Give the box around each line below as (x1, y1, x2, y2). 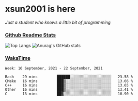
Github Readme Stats (5, 32, 56, 38)
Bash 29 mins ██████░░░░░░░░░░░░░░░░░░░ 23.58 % (5, 74, 133, 79)
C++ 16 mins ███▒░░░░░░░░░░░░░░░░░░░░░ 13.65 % (5, 83, 133, 88)
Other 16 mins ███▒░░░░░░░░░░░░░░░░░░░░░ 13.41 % (5, 87, 133, 92)
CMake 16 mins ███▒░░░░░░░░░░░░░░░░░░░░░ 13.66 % (5, 79, 133, 84)
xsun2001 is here (5, 3, 76, 15)
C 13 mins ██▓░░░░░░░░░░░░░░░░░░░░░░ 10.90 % (5, 91, 133, 96)
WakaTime (5, 55, 31, 62)
